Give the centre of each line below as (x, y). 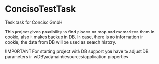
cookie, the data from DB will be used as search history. (61, 42)
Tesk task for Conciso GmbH (34, 22)
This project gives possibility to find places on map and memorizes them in (80, 32)
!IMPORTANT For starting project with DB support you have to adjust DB (77, 51)
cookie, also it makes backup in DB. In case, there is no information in (74, 37)
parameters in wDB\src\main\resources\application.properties (67, 56)
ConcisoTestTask (40, 9)
